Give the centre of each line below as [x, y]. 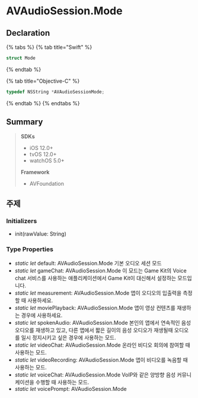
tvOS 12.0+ [43, 154]
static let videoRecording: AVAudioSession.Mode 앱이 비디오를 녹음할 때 [101, 360]
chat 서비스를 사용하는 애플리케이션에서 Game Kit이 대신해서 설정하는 [95, 278]
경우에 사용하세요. [42, 315]
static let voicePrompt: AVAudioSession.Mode [71, 388]
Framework [35, 172]
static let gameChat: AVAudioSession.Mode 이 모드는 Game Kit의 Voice [100, 270]
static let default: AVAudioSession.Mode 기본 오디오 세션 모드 [88, 263]
